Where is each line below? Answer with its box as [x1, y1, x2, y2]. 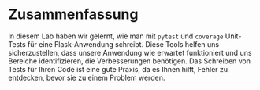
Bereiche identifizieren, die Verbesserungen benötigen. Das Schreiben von [8, 56, 251, 66]
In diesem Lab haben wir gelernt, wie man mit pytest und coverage [8, 31, 224, 41]
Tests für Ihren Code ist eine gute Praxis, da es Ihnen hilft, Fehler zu [8, 64, 228, 74]
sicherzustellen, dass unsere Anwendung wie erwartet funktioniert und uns [8, 48, 252, 57]
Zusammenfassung [8, 5, 139, 23]
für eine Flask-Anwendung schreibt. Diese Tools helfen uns [27, 39, 219, 49]
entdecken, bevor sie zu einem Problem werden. [8, 73, 165, 82]
